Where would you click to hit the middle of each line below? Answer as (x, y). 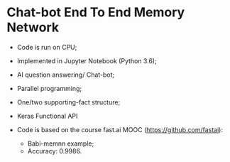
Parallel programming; (49, 88)
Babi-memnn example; (61, 144)
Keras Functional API (47, 116)
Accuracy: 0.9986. (55, 151)
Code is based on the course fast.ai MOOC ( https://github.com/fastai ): (120, 129)
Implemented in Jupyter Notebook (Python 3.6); (87, 60)
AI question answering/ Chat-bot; (66, 75)
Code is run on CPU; (47, 47)
